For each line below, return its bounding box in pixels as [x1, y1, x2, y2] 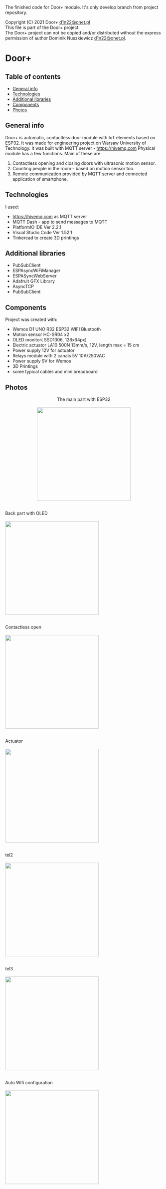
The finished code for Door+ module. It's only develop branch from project [5, 4, 159, 10]
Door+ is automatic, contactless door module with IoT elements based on [5, 134, 156, 140]
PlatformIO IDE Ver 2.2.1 [12, 224, 61, 230]
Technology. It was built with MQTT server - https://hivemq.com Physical [5, 145, 156, 151]
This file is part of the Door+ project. [5, 24, 80, 30]
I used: [5, 204, 19, 210]
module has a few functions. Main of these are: [5, 150, 102, 156]
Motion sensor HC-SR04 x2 [12, 331, 70, 337]
